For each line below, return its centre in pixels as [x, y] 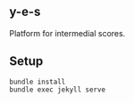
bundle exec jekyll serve [57, 90]
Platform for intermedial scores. [67, 33]
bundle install [38, 82]
